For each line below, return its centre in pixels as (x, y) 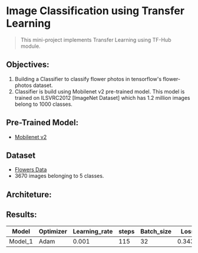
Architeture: (29, 194)
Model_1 (21, 241)
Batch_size (156, 231)
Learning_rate (93, 231)
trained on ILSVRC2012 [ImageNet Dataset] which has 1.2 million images (102, 98)
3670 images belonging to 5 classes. (59, 176)
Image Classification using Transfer (95, 11)
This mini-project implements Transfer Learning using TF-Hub (96, 40)
